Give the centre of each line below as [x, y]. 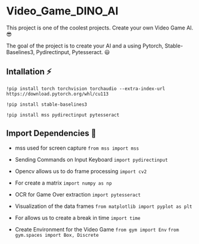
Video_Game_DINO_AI [62, 11]
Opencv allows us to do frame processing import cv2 [81, 171]
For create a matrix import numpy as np [63, 183]
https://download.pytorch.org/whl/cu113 [58, 94]
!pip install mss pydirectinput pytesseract [63, 115]
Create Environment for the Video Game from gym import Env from [97, 229]
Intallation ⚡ [29, 72]
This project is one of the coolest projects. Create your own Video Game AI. [100, 28]
